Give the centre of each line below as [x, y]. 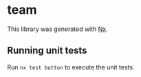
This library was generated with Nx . [57, 29]
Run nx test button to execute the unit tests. [71, 67]
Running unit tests [47, 51]
